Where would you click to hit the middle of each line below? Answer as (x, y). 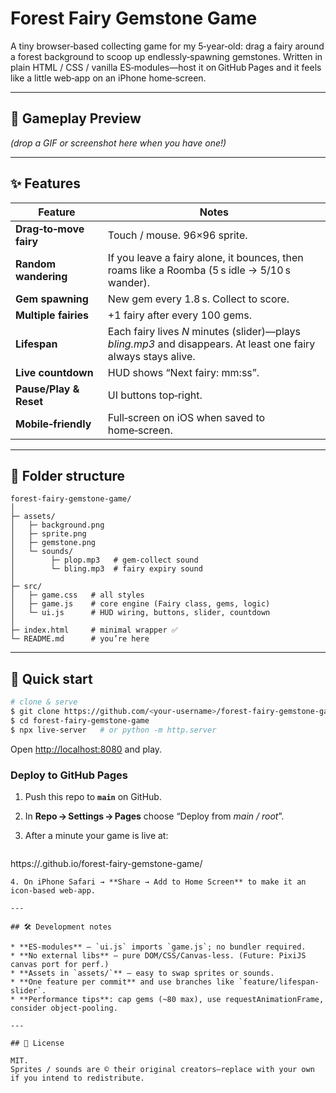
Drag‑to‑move (50, 229)
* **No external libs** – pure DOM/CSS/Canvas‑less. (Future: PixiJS (158, 955)
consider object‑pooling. (64, 1008)
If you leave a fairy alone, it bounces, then (205, 257)
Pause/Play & (47, 389)
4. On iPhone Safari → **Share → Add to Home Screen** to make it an (158, 882)
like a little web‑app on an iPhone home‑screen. (108, 78)
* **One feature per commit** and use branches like (122, 982)
